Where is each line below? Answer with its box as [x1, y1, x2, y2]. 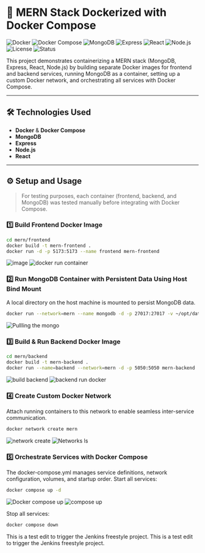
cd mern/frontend [6, 236, 51, 243]
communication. [6, 414, 47, 421]
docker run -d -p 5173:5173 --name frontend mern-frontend [6, 248, 160, 254]
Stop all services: [6, 510, 50, 517]
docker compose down [6, 522, 59, 528]
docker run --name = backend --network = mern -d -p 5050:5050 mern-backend [6, 365, 195, 371]
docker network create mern [6, 426, 78, 432]
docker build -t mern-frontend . [6, 243, 92, 249]
